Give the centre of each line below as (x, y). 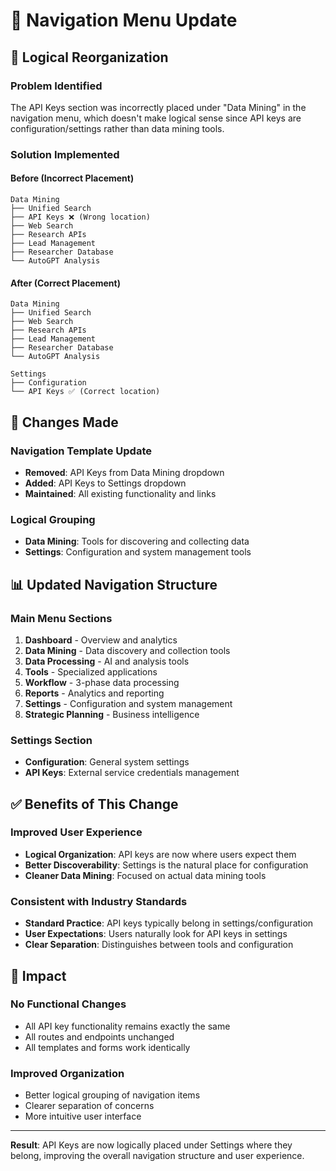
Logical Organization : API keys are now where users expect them (160, 854)
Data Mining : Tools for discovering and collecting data (137, 541)
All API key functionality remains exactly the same (127, 1026)
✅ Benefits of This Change (94, 804)
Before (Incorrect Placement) (72, 178)
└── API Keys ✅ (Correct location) (85, 392)
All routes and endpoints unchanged (99, 1036)
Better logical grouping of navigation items (112, 1095)
